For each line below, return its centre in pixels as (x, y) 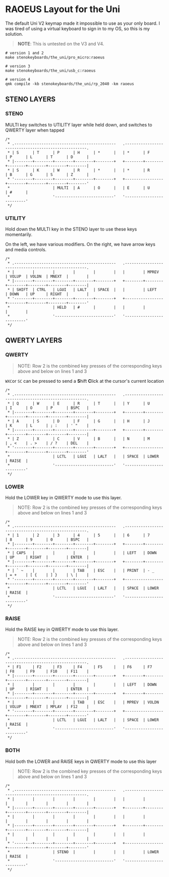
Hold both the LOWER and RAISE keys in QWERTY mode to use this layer (81, 761)
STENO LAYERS (31, 99)
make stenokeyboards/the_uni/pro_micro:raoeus (55, 57)
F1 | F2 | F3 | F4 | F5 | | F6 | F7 (84, 667)
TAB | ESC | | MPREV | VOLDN (118, 703)
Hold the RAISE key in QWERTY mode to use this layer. (62, 629)
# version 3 (18, 66)
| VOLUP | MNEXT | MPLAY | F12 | (47, 707)
